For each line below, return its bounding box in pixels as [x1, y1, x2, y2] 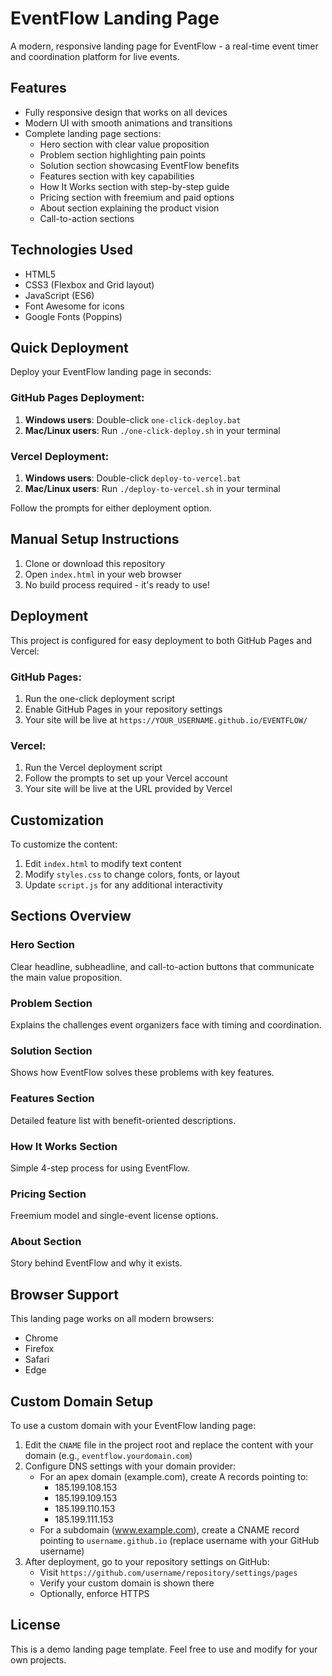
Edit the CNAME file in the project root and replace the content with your [24, 1439, 314, 1451]
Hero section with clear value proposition [39, 138, 210, 150]
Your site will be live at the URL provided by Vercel [24, 783, 233, 795]
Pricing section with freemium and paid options [39, 191, 235, 203]
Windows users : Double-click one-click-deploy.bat [24, 413, 242, 426]
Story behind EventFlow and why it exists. [10, 1257, 183, 1269]
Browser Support [10, 1286, 120, 1303]
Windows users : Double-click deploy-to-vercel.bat [24, 472, 242, 484]
